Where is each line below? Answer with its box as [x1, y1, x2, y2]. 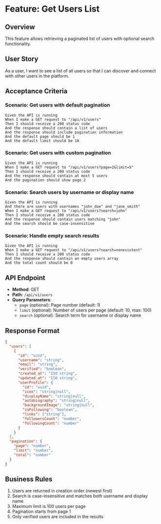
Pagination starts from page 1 [12, 508, 72, 514]
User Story [5, 55, 38, 63]
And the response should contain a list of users [5, 126, 108, 130]
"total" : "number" [14, 452, 51, 457]
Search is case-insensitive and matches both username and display [12, 493, 148, 499]
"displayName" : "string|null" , [22, 394, 86, 398]
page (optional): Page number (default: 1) [19, 302, 101, 308]
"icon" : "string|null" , [22, 389, 71, 394]
